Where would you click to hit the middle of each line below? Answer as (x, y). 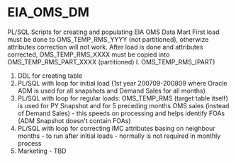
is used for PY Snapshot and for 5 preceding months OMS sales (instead (123, 105)
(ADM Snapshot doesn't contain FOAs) (74, 120)
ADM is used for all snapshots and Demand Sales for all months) (111, 91)
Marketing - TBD (42, 151)
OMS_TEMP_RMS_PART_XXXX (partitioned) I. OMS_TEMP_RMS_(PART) (111, 62)
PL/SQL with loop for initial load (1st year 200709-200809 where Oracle (122, 83)
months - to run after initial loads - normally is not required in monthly (119, 136)
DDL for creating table (50, 76)
